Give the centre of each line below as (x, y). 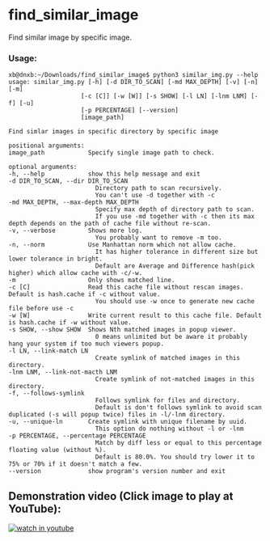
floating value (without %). (57, 450)
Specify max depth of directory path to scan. (175, 209)
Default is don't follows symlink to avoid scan (179, 408)
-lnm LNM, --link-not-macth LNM (63, 372)
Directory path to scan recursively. (158, 188)
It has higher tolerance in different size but (177, 252)
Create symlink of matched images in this (168, 358)
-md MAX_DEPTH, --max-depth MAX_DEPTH (74, 203)
